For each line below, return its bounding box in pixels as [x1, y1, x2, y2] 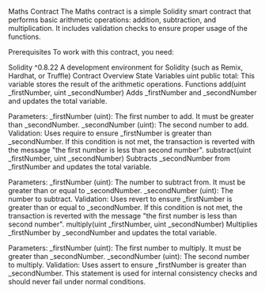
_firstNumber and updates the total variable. [8, 162, 152, 171]
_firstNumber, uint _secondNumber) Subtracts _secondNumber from [8, 154, 231, 163]
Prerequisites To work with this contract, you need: [8, 48, 174, 56]
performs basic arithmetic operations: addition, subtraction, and [8, 15, 217, 25]
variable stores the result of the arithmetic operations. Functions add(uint [8, 79, 247, 89]
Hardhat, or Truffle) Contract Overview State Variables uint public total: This [8, 71, 256, 80]
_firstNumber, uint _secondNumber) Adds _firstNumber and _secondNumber [8, 88, 257, 97]
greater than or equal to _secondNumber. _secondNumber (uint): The [8, 186, 233, 195]
